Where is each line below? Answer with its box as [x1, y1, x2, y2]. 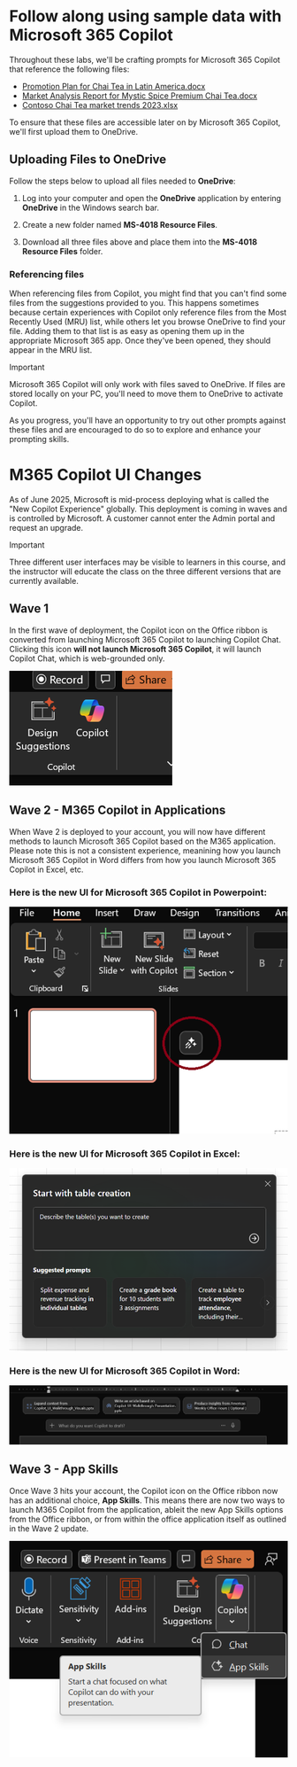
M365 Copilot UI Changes [9, 465, 202, 485]
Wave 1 [9, 601, 49, 617]
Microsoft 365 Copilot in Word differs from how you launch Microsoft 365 [9, 854, 277, 865]
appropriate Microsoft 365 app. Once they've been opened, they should [9, 335, 271, 346]
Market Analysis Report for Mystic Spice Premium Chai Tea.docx [21, 90, 258, 101]
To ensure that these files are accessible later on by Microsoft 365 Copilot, [9, 117, 281, 128]
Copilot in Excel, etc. [9, 864, 84, 875]
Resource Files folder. [21, 245, 103, 256]
